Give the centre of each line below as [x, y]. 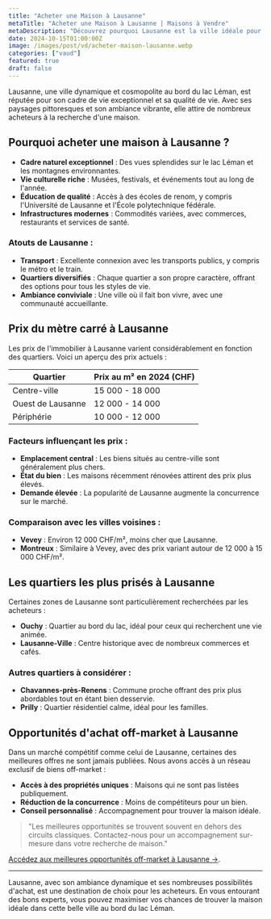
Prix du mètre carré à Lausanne [89, 329]
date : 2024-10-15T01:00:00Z [56, 38]
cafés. [31, 652]
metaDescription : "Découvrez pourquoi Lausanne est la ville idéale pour [135, 31]
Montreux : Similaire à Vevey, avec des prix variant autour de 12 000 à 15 [141, 548]
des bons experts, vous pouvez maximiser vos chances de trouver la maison [135, 900]
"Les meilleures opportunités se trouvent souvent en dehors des [135, 827]
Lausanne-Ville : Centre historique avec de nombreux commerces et [135, 644]
